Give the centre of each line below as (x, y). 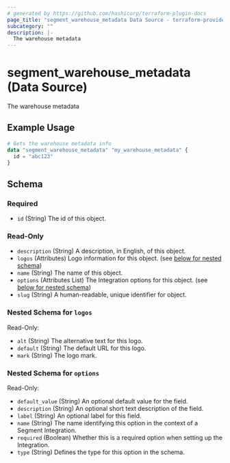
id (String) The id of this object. (61, 218)
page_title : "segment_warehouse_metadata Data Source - (88, 20)
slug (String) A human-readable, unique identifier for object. (102, 295)
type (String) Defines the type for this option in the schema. (101, 452)
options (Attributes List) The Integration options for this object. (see (112, 280)
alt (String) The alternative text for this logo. (80, 340)
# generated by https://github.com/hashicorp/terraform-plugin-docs (107, 13)
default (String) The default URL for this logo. (81, 348)
